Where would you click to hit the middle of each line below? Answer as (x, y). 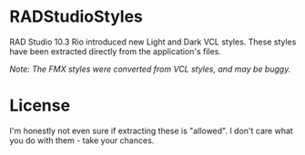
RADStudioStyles (76, 17)
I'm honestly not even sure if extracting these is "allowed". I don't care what (151, 131)
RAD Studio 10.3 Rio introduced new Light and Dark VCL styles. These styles (153, 42)
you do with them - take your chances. (82, 140)
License (40, 106)
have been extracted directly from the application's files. (115, 51)
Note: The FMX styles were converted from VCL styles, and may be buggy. (150, 69)
